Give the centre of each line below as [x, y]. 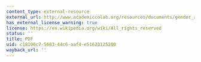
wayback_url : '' [26, 50]
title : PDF [20, 39]
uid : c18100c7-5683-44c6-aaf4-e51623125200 [61, 45]
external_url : [24, 17]
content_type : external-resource [48, 12]
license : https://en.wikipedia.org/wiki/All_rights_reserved [84, 28]
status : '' [20, 34]
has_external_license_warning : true [52, 22]
